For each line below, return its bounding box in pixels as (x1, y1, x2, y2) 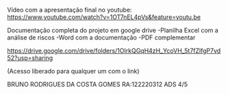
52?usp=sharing (7, 54, 53, 62)
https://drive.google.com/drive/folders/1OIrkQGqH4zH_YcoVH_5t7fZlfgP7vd (7, 47, 221, 54)
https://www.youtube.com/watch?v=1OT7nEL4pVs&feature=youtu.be (7, 13, 201, 21)
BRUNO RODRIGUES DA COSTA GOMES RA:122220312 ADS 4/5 (7, 80, 188, 88)
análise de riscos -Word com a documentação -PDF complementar (7, 33, 196, 42)
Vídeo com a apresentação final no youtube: (7, 6, 132, 14)
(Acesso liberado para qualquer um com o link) (7, 67, 140, 75)
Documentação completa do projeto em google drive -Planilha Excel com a (7, 27, 219, 34)
